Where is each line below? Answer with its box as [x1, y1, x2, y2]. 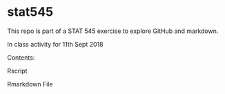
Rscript [7, 67, 28, 75]
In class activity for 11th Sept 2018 [7, 40, 104, 48]
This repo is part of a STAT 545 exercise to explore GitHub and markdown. [7, 27, 219, 35]
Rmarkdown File [7, 80, 53, 88]
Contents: [7, 53, 35, 62]
